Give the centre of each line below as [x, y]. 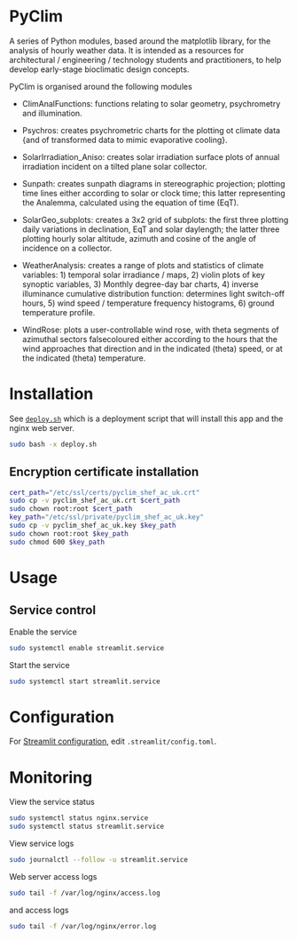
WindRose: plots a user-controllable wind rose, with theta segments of [150, 330]
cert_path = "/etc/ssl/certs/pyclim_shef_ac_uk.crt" [105, 492]
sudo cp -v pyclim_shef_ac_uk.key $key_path [93, 526]
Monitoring [51, 777]
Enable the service [43, 632]
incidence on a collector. [67, 248]
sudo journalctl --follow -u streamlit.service [99, 860]
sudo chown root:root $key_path [69, 534]
